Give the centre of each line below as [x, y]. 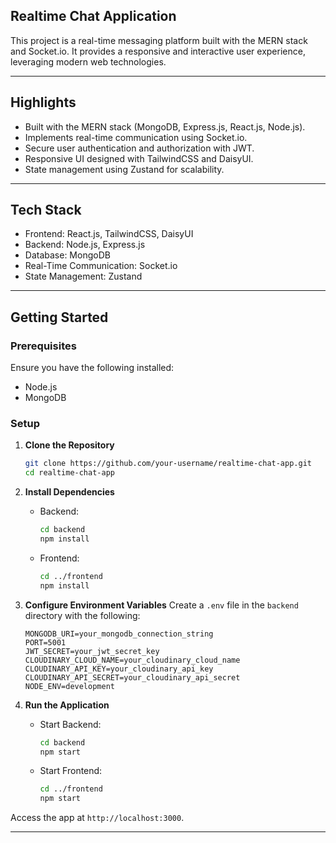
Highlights [43, 102]
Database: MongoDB [67, 255]
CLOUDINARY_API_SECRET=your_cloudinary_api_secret [132, 677]
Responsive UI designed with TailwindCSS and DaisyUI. [139, 158]
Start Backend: [70, 724]
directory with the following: [82, 615]
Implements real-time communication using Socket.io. [136, 137]
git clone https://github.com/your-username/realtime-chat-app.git [168, 464]
